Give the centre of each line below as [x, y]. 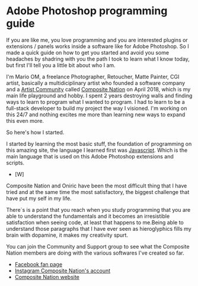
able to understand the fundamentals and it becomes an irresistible [88, 216]
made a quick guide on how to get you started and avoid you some [88, 52]
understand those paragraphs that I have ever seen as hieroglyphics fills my [99, 228]
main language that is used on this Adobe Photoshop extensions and [90, 156]
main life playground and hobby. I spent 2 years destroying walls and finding [99, 96]
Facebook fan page [39, 264]
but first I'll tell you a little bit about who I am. [61, 65]
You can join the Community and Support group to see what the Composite [98, 246]
